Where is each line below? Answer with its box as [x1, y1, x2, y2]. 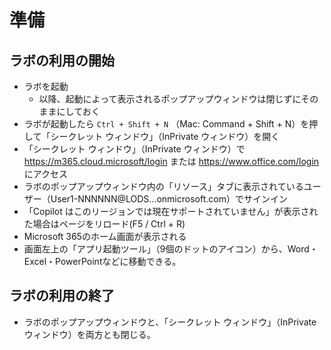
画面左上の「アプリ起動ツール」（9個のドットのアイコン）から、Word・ [23, 243, 319, 255]
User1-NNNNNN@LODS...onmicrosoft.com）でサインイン [50, 193, 288, 205]
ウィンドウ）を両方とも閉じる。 [23, 328, 156, 340]
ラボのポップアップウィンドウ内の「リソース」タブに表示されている [23, 181, 304, 192]
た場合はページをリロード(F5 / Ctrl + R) [23, 218, 186, 230]
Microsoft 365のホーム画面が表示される [23, 231, 187, 242]
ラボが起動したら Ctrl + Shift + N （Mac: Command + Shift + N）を [23, 118, 310, 130]
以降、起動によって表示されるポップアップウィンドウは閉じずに [38, 93, 302, 105]
